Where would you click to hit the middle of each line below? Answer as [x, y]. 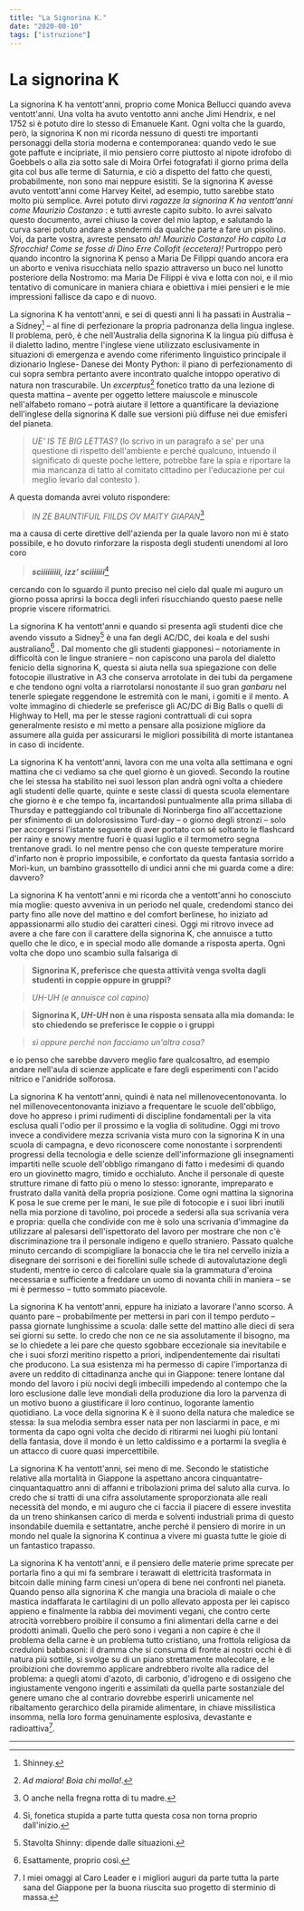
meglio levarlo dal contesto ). [85, 479]
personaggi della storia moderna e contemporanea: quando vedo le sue [143, 143]
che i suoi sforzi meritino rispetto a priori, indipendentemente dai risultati [145, 1355]
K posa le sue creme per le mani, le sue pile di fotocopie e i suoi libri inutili [147, 1203]
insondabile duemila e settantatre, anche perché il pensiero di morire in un [148, 1526]
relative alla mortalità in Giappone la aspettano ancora [110, 1478]
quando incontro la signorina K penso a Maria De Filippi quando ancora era [149, 258]
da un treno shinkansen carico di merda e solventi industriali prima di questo [152, 1517]
